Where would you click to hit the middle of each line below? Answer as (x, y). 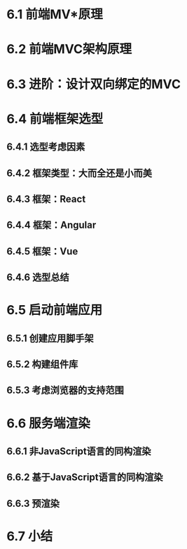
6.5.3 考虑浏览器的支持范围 (65, 390)
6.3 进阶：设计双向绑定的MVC (94, 84)
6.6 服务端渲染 (48, 423)
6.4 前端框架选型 (55, 118)
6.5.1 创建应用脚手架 (50, 338)
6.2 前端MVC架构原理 (69, 49)
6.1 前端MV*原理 (55, 14)
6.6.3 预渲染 (33, 503)
